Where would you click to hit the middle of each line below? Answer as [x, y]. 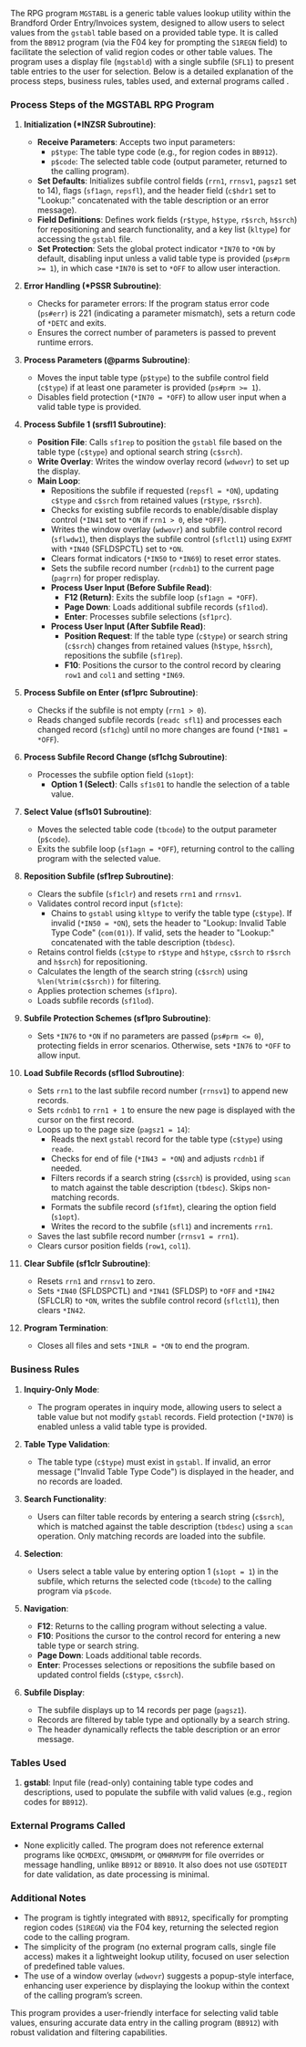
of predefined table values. [74, 1967]
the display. [59, 471]
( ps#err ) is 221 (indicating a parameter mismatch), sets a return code [166, 313]
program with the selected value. [99, 859]
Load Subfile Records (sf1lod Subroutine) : [104, 1073]
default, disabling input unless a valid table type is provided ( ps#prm [163, 258]
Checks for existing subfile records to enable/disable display [164, 510]
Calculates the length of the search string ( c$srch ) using [143, 972]
